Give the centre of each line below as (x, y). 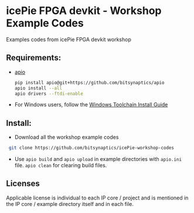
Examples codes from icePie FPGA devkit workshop (69, 39)
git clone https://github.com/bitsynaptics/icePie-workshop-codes (91, 148)
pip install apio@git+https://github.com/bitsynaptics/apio (89, 83)
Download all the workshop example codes (67, 137)
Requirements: (34, 58)
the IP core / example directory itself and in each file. (70, 204)
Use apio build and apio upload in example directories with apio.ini (98, 159)
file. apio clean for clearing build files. (61, 166)
